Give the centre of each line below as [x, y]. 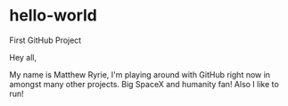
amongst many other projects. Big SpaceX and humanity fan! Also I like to [144, 84]
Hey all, [23, 57]
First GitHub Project [45, 40]
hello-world [53, 16]
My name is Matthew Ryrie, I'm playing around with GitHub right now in [140, 74]
